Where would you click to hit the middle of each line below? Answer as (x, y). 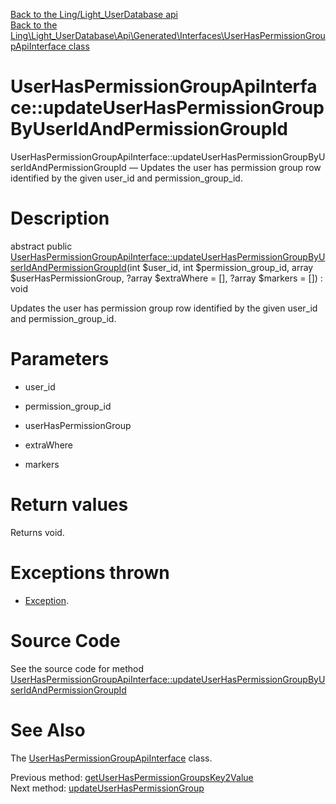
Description (60, 218)
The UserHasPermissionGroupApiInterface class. (111, 758)
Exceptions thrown (90, 572)
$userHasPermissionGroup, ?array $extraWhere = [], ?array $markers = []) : (166, 278)
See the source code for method (77, 668)
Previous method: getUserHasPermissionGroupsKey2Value (132, 777)
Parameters (60, 359)
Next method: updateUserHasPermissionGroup (107, 788)
